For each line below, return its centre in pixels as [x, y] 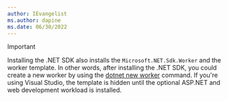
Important [21, 47]
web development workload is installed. [65, 90]
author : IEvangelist [38, 14]
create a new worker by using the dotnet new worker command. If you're [113, 75]
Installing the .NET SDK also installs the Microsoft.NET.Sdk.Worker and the [114, 60]
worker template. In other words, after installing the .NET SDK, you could [112, 68]
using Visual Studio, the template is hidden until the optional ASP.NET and [114, 83]
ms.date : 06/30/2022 [38, 27]
